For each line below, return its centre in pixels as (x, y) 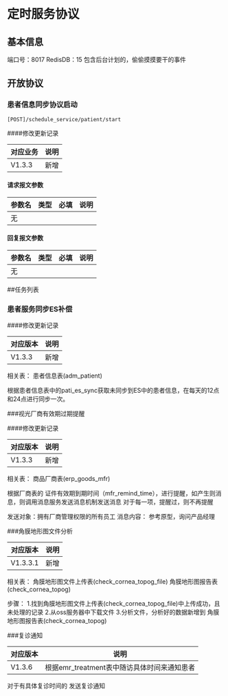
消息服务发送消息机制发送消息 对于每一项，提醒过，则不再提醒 (125, 502)
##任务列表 (23, 289)
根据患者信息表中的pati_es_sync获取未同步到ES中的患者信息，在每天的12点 (113, 391)
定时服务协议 (44, 14)
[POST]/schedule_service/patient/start (64, 119)
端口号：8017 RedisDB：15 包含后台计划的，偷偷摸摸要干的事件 (97, 60)
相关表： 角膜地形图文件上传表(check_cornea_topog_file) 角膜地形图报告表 (113, 582)
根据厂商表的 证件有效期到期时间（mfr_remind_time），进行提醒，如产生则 (111, 493)
